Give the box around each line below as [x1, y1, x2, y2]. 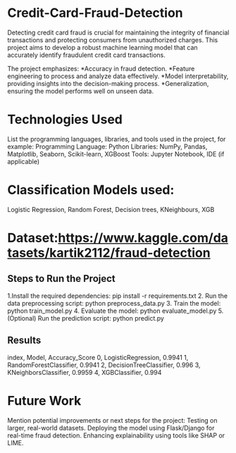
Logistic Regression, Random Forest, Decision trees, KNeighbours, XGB [7, 205, 215, 213]
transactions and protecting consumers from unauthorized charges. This [7, 35, 218, 44]
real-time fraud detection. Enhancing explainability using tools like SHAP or [7, 431, 225, 440]
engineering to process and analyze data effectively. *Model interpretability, [7, 72, 229, 80]
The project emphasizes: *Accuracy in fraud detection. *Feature [7, 64, 195, 73]
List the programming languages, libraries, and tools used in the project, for [7, 135, 226, 143]
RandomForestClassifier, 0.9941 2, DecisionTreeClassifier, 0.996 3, [7, 361, 201, 369]
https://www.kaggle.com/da [58, 230, 229, 246]
